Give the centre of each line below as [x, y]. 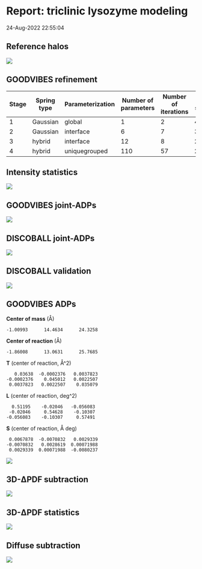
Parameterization [90, 104]
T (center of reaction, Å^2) [39, 363]
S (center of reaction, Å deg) [41, 428]
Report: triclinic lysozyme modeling [97, 11]
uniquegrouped [86, 151]
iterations [174, 111]
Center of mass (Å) [30, 318]
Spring [45, 100]
